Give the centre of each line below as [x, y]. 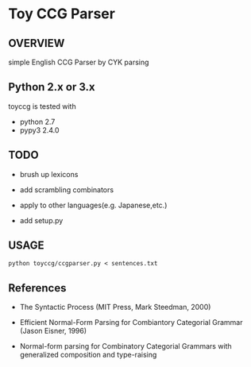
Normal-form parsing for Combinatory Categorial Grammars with [125, 346]
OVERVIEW [37, 43]
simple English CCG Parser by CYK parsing [79, 62]
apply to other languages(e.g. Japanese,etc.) [93, 205]
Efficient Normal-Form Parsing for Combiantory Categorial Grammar [131, 323]
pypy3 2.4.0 [39, 130]
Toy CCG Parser [62, 14]
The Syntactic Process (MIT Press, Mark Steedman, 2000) [115, 307]
